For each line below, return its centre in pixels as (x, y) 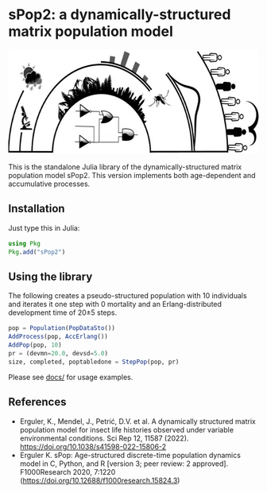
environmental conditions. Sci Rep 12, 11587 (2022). (104, 438)
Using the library (50, 276)
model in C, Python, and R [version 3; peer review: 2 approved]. (124, 464)
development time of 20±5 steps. (63, 312)
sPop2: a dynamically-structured (120, 15)
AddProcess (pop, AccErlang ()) (58, 337)
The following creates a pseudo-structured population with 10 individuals (128, 296)
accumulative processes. (49, 184)
